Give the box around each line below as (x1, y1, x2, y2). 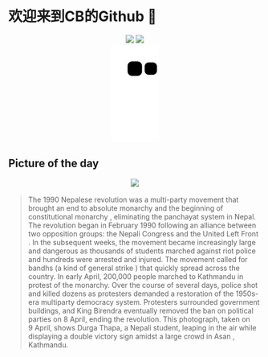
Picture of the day (8, 157, 99, 170)
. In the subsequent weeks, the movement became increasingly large (27, 237, 257, 247)
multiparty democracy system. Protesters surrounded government (41, 297, 260, 306)
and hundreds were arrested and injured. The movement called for (27, 254, 248, 264)
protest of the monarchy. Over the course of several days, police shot (27, 280, 258, 289)
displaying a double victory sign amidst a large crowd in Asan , (27, 331, 235, 341)
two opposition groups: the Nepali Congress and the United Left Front (27, 228, 259, 238)
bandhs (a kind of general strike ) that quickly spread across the (27, 263, 241, 273)
